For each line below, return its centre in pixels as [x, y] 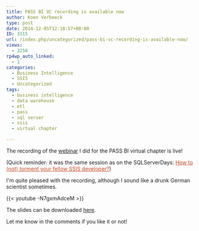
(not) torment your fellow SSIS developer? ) [59, 169]
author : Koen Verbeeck [34, 17]
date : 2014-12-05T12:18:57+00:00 [48, 28]
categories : [21, 67]
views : [14, 45]
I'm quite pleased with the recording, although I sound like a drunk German [98, 180]
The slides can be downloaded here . [51, 210]
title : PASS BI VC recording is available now [65, 12]
